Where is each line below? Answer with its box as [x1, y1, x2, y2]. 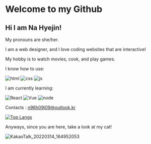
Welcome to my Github [5, 3, 103, 15]
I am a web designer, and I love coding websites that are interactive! [5, 46, 146, 52]
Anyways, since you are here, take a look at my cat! [5, 124, 112, 129]
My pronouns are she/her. [5, 36, 59, 42]
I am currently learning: [5, 85, 54, 91]
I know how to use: [5, 66, 44, 71]
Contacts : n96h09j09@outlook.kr [5, 104, 76, 110]
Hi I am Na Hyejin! [5, 23, 62, 32]
